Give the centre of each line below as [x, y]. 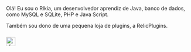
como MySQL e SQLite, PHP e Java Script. [57, 14]
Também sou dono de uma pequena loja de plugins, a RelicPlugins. [87, 26]
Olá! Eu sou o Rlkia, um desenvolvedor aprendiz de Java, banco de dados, [96, 8]
